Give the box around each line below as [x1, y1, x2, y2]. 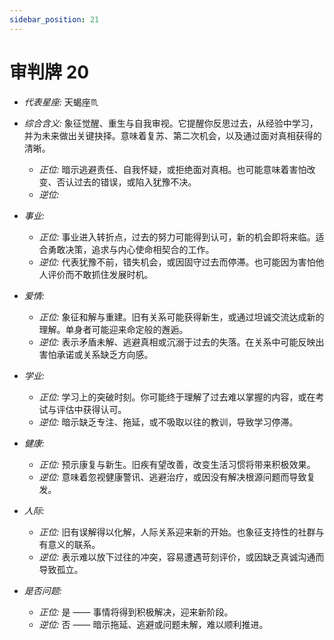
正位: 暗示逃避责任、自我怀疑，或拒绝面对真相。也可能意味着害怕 [38, 163, 307, 175]
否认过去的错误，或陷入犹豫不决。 [56, 176, 197, 188]
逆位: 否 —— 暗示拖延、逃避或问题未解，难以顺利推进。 [38, 618, 269, 630]
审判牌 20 [9, 61, 90, 83]
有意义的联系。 [38, 538, 101, 550]
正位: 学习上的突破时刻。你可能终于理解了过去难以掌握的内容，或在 [38, 391, 316, 403]
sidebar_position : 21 [9, 14, 100, 25]
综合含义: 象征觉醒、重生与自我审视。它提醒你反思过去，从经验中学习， [23, 117, 319, 129]
